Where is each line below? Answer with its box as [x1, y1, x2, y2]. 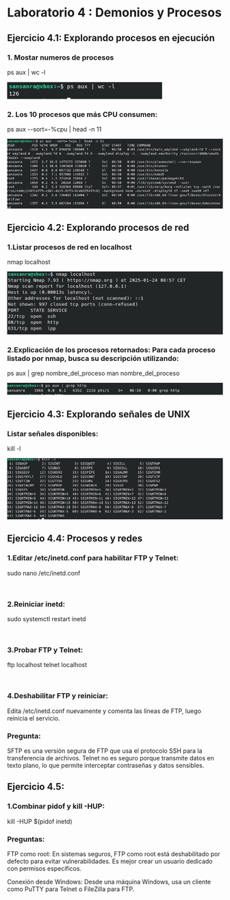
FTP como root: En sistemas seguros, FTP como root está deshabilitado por [7, 849, 220, 858]
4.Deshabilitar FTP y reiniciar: [7, 691, 108, 701]
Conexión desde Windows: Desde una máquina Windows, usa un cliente [7, 877, 212, 886]
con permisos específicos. [7, 864, 82, 873]
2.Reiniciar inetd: [7, 599, 66, 609]
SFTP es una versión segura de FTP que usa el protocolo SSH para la [7, 747, 203, 755]
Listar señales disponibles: [7, 429, 99, 438]
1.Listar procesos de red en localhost [7, 242, 132, 251]
